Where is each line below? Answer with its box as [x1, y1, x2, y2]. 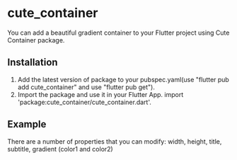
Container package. [7, 35, 65, 44]
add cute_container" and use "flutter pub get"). [17, 83, 156, 91]
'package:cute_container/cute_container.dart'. [17, 98, 152, 106]
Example [7, 118, 47, 130]
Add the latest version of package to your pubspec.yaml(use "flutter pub [17, 75, 230, 84]
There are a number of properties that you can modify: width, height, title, [7, 137, 222, 146]
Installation [7, 57, 58, 69]
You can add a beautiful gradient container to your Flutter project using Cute [7, 28, 230, 37]
